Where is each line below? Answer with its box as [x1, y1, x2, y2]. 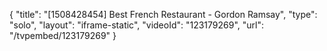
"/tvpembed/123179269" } [9, 30, 117, 41]
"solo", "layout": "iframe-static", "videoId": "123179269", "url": [9, 19, 265, 31]
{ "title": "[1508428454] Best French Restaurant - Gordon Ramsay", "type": [9, 9, 318, 20]
